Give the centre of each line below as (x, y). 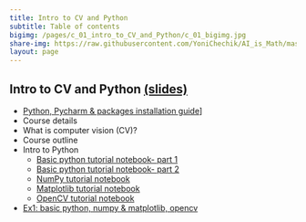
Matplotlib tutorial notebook (88, 188)
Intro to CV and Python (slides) (99, 89)
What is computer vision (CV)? (80, 130)
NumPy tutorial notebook (83, 178)
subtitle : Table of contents (65, 26)
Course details (50, 121)
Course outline (50, 140)
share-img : (30, 43)
